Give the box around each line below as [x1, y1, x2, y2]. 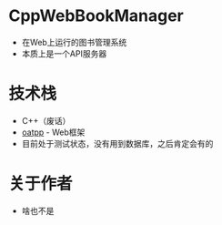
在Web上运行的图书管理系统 [21, 36, 127, 47]
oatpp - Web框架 [21, 127, 86, 138]
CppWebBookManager [8, 5, 184, 26]
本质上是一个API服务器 [21, 47, 107, 59]
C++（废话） [21, 115, 71, 126]
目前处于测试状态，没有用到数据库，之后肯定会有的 [21, 138, 214, 148]
